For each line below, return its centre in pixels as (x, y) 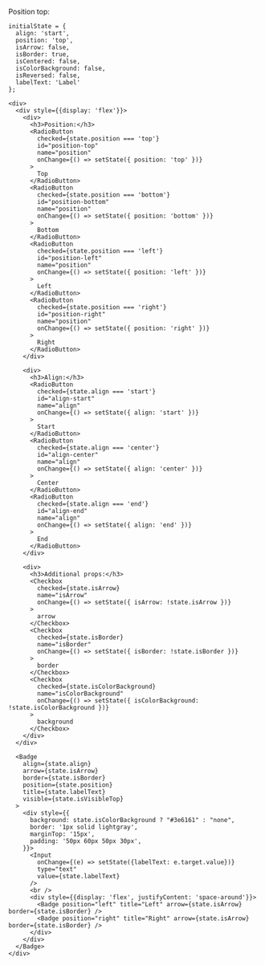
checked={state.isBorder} (81, 637)
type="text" (57, 869)
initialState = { (37, 26)
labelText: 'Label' (48, 83)
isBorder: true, (43, 55)
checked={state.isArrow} (79, 588)
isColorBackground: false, (61, 68)
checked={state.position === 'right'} (102, 307)
